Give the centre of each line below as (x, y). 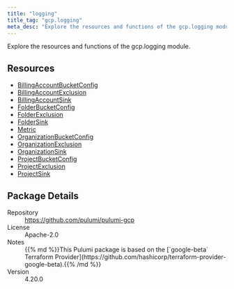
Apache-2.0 (42, 235)
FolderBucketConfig (46, 107)
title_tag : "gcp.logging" (45, 20)
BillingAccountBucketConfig (58, 85)
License (18, 227)
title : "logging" (32, 14)
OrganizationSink (42, 152)
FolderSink (33, 122)
